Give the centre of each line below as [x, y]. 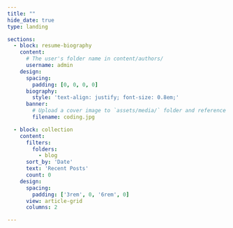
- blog [48, 155]
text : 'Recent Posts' [57, 169]
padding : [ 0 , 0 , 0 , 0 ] [65, 84]
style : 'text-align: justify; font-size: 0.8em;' [106, 98]
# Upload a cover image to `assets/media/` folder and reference [129, 111]
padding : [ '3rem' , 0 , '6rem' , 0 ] [81, 195]
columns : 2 [42, 207]
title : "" [22, 14]
